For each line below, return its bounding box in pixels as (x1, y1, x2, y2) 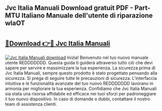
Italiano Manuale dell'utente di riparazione (21, 12, 153, 20)
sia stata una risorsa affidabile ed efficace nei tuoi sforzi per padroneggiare (5, 91, 157, 96)
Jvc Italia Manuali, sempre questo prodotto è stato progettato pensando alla (5, 70, 158, 76)
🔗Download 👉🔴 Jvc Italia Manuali (5, 39, 111, 48)
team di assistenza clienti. (5, 101, 57, 107)
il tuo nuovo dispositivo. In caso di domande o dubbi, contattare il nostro (5, 96, 150, 102)
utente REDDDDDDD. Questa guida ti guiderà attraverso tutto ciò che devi (5, 60, 153, 65)
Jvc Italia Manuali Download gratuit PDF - (5, 4, 133, 12)
